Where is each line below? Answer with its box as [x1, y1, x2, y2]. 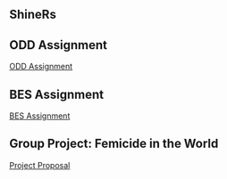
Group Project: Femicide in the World [9, 136, 219, 151]
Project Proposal [9, 159, 71, 170]
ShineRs [9, 7, 56, 22]
